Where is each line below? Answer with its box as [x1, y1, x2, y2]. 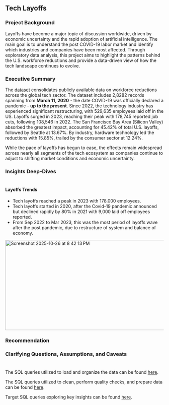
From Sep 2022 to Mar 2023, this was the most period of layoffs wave [12, 219, 158, 225]
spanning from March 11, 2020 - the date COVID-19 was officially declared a [5, 97, 164, 103]
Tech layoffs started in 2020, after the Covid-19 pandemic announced [12, 203, 157, 209]
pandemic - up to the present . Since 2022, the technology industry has [5, 103, 153, 109]
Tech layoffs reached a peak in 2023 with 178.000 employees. [12, 197, 141, 204]
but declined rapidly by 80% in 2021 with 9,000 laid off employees [12, 209, 150, 215]
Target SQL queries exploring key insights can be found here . [5, 394, 132, 400]
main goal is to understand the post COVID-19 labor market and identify [5, 41, 153, 47]
